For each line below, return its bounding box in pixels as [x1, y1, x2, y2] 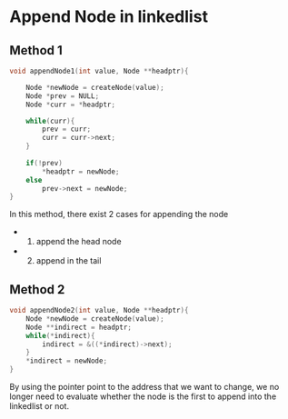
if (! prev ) [25, 158, 64, 167]
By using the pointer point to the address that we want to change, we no [9, 382, 280, 393]
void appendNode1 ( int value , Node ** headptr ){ [9, 66, 189, 75]
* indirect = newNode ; [25, 356, 107, 365]
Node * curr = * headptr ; [25, 100, 116, 109]
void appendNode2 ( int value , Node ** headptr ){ [9, 306, 189, 315]
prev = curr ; [42, 125, 92, 134]
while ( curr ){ [25, 116, 75, 125]
